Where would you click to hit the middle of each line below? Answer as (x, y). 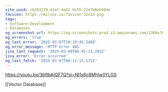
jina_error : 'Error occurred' (37, 56)
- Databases (17, 28)
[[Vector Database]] (26, 85)
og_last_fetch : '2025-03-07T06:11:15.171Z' (51, 61)
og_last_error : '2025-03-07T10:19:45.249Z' (51, 42)
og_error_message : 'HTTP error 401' (43, 47)
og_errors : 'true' (24, 38)
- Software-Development (30, 24)
